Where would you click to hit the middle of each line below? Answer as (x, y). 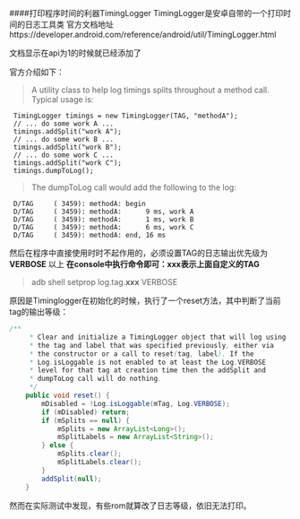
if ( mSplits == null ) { (86, 420)
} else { (58, 445)
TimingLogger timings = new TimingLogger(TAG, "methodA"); (126, 116)
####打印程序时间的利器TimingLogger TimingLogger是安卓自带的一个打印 (146, 13)
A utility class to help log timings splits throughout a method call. (150, 90)
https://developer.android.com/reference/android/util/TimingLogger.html (143, 35)
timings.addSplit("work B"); (68, 147)
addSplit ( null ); (72, 479)
